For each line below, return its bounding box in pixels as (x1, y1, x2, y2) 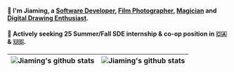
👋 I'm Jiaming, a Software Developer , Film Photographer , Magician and (7, 6, 217, 15)
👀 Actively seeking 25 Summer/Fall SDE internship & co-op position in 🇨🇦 (7, 29, 227, 38)
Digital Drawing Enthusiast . (7, 13, 89, 22)
